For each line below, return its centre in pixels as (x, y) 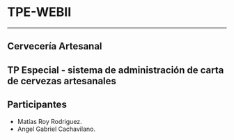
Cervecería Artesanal (55, 46)
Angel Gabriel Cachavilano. (56, 129)
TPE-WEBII (39, 12)
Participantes (37, 105)
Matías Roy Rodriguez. (49, 121)
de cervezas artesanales (62, 81)
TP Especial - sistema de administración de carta (116, 70)
